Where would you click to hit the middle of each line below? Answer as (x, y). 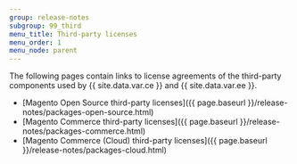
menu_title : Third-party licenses (74, 34)
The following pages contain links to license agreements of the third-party (145, 76)
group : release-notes (49, 17)
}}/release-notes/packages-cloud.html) (95, 150)
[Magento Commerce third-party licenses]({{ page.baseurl (130, 122)
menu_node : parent (43, 51)
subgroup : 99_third (45, 26)
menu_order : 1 (36, 42)
